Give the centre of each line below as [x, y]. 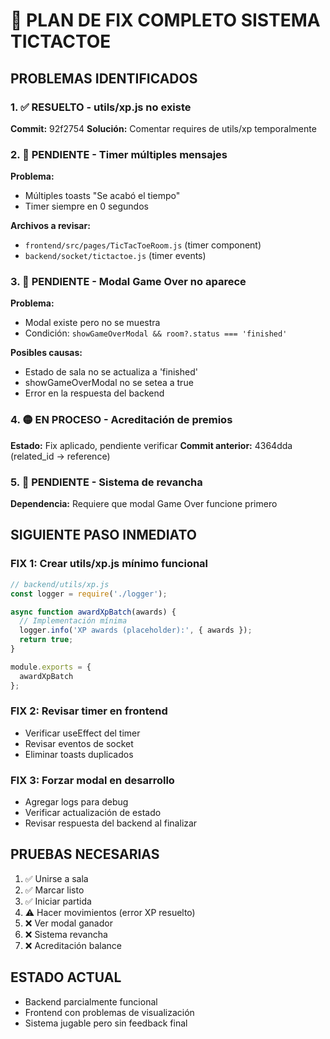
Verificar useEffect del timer [82, 733]
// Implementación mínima [73, 621]
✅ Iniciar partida [58, 901]
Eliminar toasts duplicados [79, 754]
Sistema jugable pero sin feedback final [106, 1023]
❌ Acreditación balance [73, 945]
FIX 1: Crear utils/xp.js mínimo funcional [109, 564]
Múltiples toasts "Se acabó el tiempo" [102, 196]
